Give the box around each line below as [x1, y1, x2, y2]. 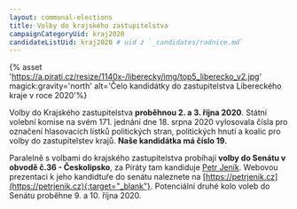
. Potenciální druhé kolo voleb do [150, 181, 270, 191]
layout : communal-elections [9, 12, 113, 22]
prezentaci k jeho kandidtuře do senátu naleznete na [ [9, 172, 207, 182]
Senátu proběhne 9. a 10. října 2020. [9, 190, 142, 201]
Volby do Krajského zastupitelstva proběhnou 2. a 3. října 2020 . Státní [9, 107, 268, 118]
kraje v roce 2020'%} [9, 90, 88, 101]
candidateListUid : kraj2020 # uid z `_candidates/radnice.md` [9, 37, 244, 47]
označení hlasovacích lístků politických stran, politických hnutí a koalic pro [9, 126, 281, 137]
